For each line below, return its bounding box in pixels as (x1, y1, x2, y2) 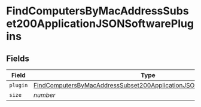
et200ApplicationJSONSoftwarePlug (6, 17, 194, 30)
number (33, 91, 56, 99)
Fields (6, 53, 30, 63)
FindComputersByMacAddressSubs (6, 4, 190, 18)
